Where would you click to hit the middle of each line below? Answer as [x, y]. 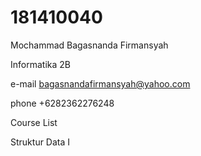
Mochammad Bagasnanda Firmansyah [89, 45]
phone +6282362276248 [62, 103]
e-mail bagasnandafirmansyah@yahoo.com [100, 83]
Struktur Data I [40, 142]
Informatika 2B [40, 64]
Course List [34, 122]
